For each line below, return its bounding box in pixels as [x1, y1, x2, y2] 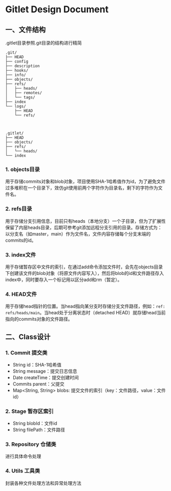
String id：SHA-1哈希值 [12, 361, 62, 368]
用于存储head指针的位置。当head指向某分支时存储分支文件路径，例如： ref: [5, 303, 165, 309]
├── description [5, 63, 40, 69]
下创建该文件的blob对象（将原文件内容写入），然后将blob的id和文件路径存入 [5, 270, 164, 276]
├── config [5, 59, 29, 64]
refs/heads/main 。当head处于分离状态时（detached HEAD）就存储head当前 [5, 310, 166, 316]
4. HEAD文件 [5, 290, 37, 297]
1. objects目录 [5, 165, 40, 173]
